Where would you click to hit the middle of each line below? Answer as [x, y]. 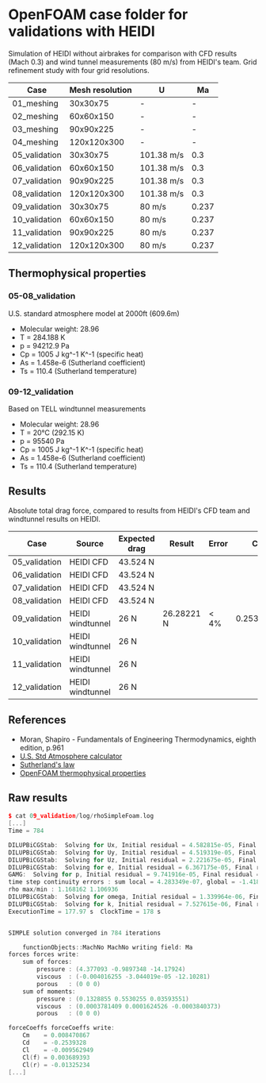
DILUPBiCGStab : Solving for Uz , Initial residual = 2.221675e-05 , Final [133, 860]
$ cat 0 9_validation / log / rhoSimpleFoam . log [81, 816]
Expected [137, 538]
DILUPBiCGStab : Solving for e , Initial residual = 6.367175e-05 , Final [131, 867]
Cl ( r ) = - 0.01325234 [56, 1065]
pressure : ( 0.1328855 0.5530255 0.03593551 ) [113, 999]
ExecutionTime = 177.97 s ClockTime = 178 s [84, 911]
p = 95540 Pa [42, 441]
